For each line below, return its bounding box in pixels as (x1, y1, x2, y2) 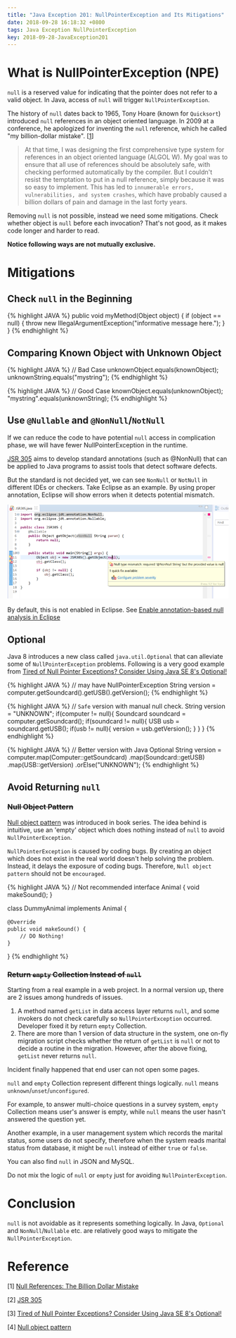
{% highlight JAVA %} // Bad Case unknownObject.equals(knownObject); (7, 366, 219, 373)
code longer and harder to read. (7, 226, 100, 235)
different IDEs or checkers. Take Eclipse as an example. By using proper (7, 483, 216, 491)
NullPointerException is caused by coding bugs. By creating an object (7, 846, 212, 855)
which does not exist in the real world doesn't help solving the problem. (7, 854, 214, 862)
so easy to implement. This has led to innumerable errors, (24, 183, 195, 192)
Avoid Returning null (7, 781, 100, 793)
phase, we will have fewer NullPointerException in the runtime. (7, 440, 188, 449)
